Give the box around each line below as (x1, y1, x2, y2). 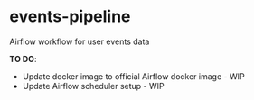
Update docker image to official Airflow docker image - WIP (22, 70, 246, 82)
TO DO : (9, 53, 37, 64)
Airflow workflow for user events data (9, 36, 150, 47)
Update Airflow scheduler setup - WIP (22, 80, 165, 91)
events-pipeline (9, 6, 131, 27)
